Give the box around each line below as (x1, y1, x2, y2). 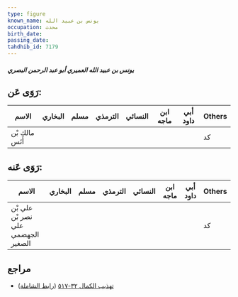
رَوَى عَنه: (7, 161, 42, 173)
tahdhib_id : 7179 (7, 43, 59, 50)
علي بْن (11, 203, 33, 213)
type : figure (7, 10, 46, 18)
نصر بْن (11, 212, 33, 222)
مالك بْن (11, 128, 35, 138)
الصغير (11, 239, 31, 249)
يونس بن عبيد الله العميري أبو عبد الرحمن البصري (7, 65, 135, 74)
